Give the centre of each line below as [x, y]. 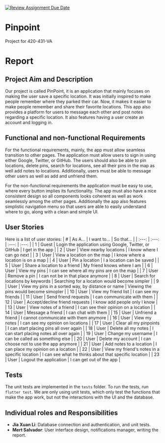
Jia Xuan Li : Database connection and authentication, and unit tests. [81, 425]
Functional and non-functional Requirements [75, 138]
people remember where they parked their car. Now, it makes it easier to [78, 102]
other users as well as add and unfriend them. [52, 176]
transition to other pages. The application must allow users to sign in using [81, 155]
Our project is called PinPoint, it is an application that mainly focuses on [77, 91]
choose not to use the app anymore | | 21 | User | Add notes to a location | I [81, 344]
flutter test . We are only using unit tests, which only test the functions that [82, 392]
